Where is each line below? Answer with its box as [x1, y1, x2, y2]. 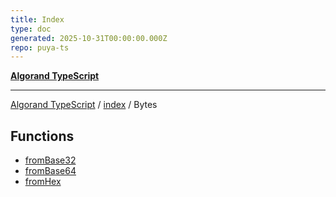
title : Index [10, 14, 65, 25]
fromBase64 [24, 165, 77, 177]
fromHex [24, 176, 62, 188]
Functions [10, 127, 75, 145]
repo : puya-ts [10, 42, 70, 53]
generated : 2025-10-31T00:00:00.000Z [10, 33, 168, 43]
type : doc [10, 24, 52, 34]
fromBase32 [24, 154, 77, 166]
